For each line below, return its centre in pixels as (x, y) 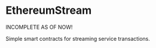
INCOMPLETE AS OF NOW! (39, 27)
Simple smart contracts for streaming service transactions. (78, 38)
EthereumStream (49, 10)
